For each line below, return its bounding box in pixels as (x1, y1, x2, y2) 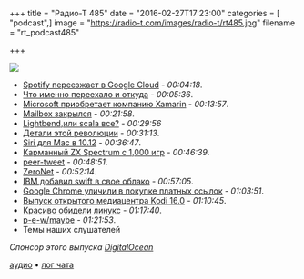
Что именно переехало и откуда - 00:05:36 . (22, 89, 194, 99)
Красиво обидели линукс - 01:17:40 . (22, 204, 162, 215)
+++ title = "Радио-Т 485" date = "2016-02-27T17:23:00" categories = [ (9, 8, 280, 18)
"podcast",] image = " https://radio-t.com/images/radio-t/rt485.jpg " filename (9, 17, 296, 28)
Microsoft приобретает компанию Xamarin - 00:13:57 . (22, 99, 229, 109)
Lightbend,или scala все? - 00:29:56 (22, 118, 162, 128)
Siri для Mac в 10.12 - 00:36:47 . (22, 137, 142, 148)
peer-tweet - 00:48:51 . (22, 156, 108, 167)
